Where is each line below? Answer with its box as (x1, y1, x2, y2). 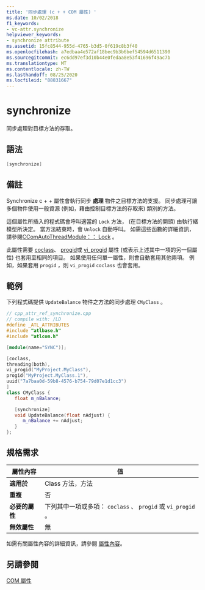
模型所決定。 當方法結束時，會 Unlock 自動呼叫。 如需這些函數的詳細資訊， (6, 225, 195, 233)
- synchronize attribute (6, 37, 70, 43)
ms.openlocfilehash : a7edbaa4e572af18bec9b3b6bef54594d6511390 (6, 49, 171, 55)
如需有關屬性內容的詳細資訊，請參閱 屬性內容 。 (6, 540, 126, 547)
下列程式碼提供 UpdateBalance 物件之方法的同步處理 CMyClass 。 (6, 298, 167, 306)
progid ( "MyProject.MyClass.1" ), (6, 373, 88, 379)
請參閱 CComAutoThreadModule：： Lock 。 (6, 233, 118, 240)
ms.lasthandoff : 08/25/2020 (6, 72, 78, 78)
